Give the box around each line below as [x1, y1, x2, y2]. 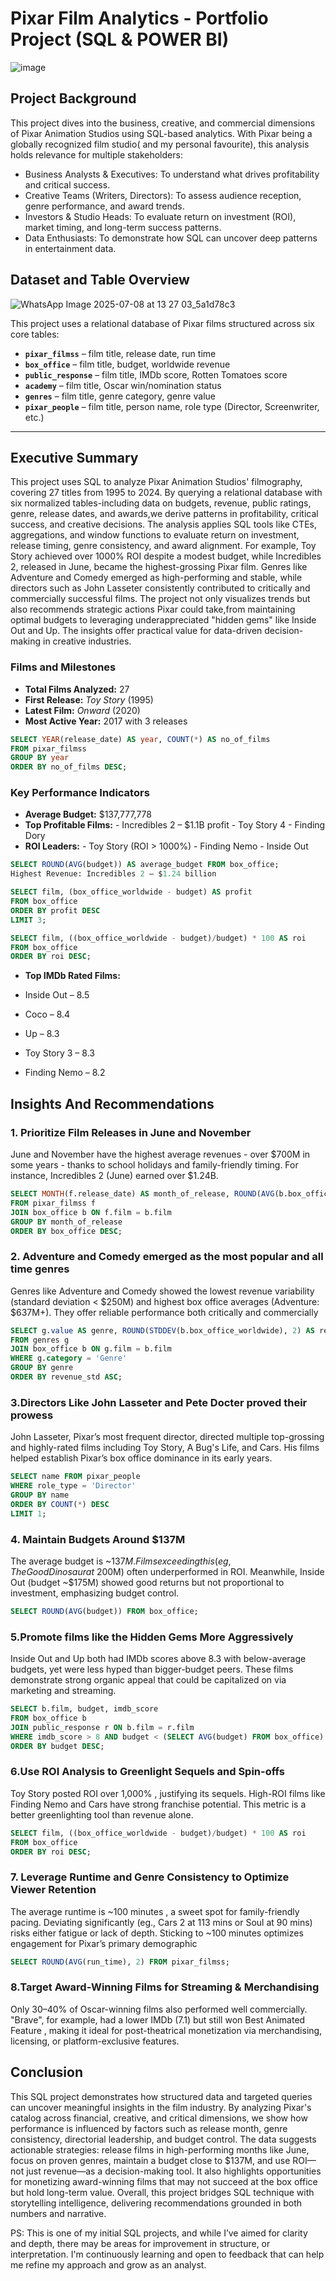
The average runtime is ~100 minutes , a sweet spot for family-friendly [10, 1905, 300, 1917]
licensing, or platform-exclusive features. [10, 2035, 180, 2047]
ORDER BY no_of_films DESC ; [10, 762, 128, 772]
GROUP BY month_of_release [10, 1217, 123, 1227]
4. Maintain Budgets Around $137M [10, 1532, 186, 1546]
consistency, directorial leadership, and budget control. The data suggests [10, 2133, 317, 2145]
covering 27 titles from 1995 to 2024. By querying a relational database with [10, 487, 323, 499]
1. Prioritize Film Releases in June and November [10, 1125, 252, 1139]
